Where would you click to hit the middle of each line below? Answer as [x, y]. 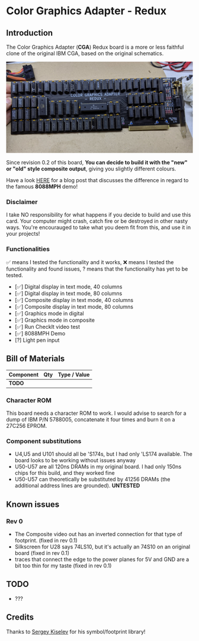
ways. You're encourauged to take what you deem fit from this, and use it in [99, 227]
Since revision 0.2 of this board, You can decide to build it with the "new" [97, 163]
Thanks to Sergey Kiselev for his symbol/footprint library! [76, 632]
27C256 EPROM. [27, 426]
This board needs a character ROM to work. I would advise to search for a [96, 413]
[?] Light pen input [37, 340]
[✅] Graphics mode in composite [54, 320]
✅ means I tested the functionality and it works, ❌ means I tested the [90, 262]
